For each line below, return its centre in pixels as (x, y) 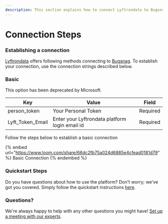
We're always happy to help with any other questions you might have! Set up (84, 211)
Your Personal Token (77, 111)
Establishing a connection (37, 50)
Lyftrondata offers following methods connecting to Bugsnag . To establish (81, 61)
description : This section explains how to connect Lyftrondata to (77, 10)
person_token (24, 111)
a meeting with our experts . (33, 216)
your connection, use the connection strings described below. (69, 66)
